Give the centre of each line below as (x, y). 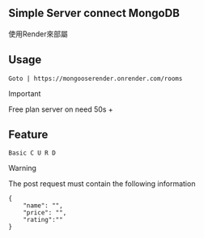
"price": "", (45, 213)
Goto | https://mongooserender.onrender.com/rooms (96, 79)
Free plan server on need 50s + (61, 109)
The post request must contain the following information (102, 184)
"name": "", (43, 206)
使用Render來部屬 (38, 34)
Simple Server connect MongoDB (94, 13)
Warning (22, 168)
